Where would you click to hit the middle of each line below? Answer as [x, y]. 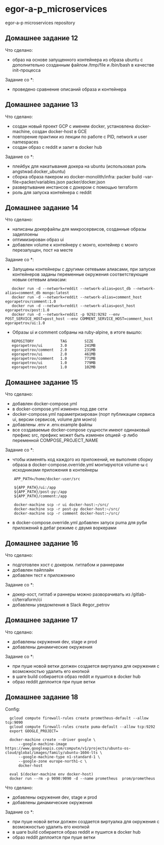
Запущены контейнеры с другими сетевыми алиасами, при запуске [84, 269]
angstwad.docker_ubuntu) [39, 171]
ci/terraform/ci [27, 599]
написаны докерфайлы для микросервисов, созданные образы [79, 229]
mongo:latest [56, 293]
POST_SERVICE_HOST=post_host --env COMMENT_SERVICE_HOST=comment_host [79, 319]
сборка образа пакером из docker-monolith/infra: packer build [77, 176]
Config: [13, 709]
